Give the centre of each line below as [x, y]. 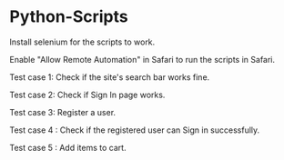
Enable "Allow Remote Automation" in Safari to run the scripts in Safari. [142, 59]
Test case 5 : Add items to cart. [68, 147]
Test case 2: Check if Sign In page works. [87, 95]
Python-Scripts [69, 17]
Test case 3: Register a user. [63, 112]
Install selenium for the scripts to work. [82, 42]
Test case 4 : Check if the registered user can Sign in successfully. [135, 130]
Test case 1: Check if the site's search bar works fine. [110, 77]
